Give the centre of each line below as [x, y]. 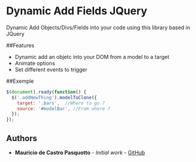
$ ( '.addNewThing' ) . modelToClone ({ [54, 97]
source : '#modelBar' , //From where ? [64, 108]
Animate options [35, 63]
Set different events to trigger [51, 69]
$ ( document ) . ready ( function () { [46, 92]
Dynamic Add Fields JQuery [77, 11]
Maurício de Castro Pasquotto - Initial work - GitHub [80, 152]
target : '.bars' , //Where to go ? [61, 103]
